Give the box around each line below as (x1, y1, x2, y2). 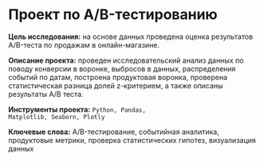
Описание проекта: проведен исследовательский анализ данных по (8, 56, 244, 65)
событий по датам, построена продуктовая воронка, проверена (8, 72, 228, 82)
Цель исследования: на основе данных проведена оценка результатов (8, 32, 254, 41)
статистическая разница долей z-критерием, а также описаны (8, 81, 223, 90)
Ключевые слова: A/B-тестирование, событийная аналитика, (8, 127, 219, 136)
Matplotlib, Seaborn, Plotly (8, 113, 105, 121)
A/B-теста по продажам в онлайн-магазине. (8, 40, 160, 49)
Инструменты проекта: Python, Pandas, (8, 105, 146, 114)
